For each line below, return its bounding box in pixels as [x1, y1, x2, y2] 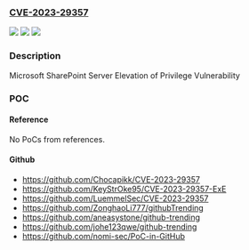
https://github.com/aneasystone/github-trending [21, 212, 200, 222]
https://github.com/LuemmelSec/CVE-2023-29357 [21, 193, 209, 204]
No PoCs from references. [9, 133, 105, 144]
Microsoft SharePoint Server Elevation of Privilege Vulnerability [9, 69, 240, 81]
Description [9, 50, 61, 62]
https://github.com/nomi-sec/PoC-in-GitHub [21, 230, 185, 241]
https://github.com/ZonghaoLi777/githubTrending [21, 202, 205, 213]
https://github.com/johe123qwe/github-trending [21, 221, 197, 232]
